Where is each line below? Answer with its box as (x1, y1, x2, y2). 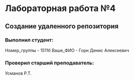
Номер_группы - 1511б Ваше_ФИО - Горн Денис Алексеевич (5, 47, 130, 53)
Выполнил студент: (5, 37, 54, 43)
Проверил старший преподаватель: (5, 59, 94, 66)
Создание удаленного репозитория (5, 22, 119, 30)
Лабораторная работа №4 (5, 3, 116, 14)
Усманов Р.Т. (5, 70, 32, 76)
